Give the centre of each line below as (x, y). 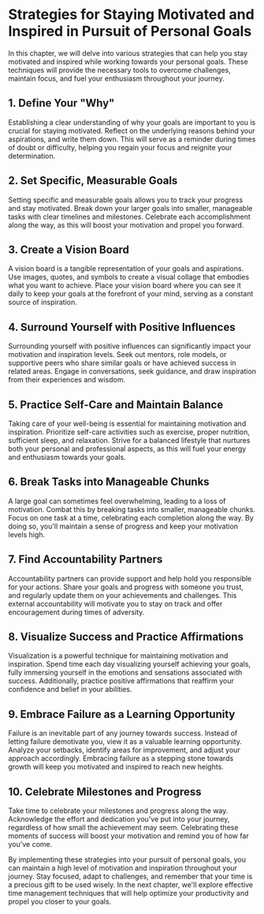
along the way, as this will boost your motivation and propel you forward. (126, 225)
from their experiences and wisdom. (67, 380)
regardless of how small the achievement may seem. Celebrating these (123, 828)
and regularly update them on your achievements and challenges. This (123, 595)
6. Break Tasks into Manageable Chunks (109, 482)
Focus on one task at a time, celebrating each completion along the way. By (131, 517)
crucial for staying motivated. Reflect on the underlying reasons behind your (132, 130)
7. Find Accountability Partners (86, 560)
